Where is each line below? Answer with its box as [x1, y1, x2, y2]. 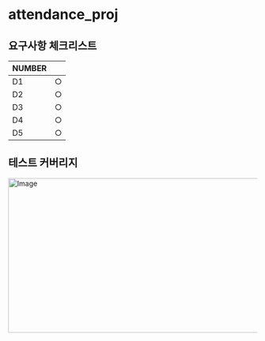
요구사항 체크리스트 [8, 39, 97, 52]
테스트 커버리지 [8, 156, 78, 170]
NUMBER [12, 63, 47, 73]
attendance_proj [8, 6, 119, 24]
